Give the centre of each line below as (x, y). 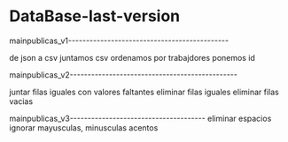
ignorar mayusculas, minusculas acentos (84, 127)
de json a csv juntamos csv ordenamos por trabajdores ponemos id (132, 57)
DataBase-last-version (95, 16)
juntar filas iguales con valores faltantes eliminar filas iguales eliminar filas (144, 92)
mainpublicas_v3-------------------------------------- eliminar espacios (140, 118)
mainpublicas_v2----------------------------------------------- (123, 75)
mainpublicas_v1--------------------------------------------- (119, 41)
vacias (21, 101)
